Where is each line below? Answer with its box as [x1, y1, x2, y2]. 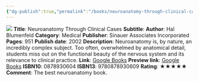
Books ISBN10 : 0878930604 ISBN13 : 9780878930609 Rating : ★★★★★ [6, 63, 187, 70]
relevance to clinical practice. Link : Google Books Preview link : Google [6, 56, 179, 63]
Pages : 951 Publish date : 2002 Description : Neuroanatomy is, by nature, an [6, 37, 192, 45]
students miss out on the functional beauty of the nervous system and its [6, 50, 185, 57]
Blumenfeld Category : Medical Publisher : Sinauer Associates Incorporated [6, 32, 190, 39]
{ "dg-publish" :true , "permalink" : [6, 8, 89, 15]
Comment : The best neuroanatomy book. [6, 69, 108, 76]
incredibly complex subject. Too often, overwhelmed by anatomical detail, [6, 44, 187, 51]
